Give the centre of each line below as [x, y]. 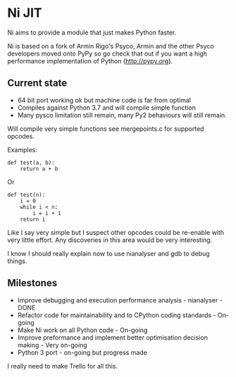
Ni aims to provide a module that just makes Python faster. [92, 32]
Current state [37, 83]
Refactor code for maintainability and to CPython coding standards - [117, 315]
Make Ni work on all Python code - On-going [82, 330]
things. [17, 261]
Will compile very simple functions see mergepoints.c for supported [106, 129]
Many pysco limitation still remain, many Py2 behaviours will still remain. [122, 115]
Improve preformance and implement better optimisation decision [112, 337]
